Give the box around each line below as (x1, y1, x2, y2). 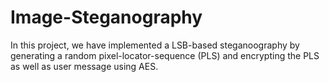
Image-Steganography (10, 6, 203, 29)
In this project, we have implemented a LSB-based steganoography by (10, 39, 300, 51)
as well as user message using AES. (10, 60, 159, 72)
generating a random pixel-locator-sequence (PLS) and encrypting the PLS (10, 49, 320, 61)
